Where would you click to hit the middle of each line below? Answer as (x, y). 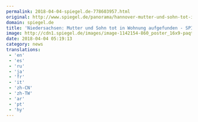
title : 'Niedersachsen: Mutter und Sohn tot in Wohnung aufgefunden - (95, 28)
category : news (25, 45)
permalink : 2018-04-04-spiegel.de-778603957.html (68, 11)
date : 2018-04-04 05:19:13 (39, 39)
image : (14, 33)
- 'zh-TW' (21, 93)
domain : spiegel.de (30, 22)
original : (18, 17)
